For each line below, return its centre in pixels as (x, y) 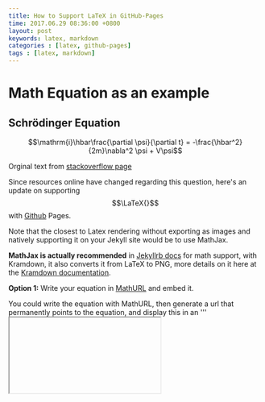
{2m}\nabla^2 (111, 151)
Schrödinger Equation (64, 123)
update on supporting (44, 191)
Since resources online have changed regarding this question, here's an (128, 182)
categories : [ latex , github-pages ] (70, 46)
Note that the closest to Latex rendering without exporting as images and (130, 231)
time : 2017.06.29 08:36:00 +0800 (64, 23)
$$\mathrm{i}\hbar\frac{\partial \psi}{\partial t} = (109, 142)
